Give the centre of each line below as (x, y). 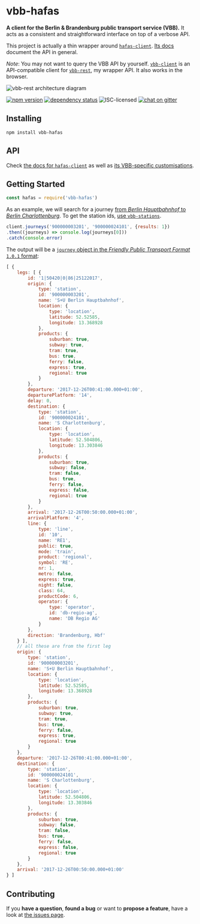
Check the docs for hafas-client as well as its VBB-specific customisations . (100, 165)
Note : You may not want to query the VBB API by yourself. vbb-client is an (98, 64)
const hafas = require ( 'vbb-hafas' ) (52, 198)
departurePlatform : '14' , (60, 395)
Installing (24, 119)
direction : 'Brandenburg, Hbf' (67, 635)
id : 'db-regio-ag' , (73, 613)
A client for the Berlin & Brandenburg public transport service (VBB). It (95, 28)
